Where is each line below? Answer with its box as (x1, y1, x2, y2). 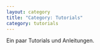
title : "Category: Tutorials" (6, 15, 84, 21)
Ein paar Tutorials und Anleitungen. (6, 37, 95, 45)
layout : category (6, 9, 51, 15)
